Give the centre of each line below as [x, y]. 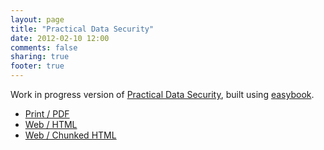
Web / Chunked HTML [70, 135]
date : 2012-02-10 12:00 [60, 38]
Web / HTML [51, 124]
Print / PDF [47, 114]
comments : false [44, 47]
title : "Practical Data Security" [82, 29]
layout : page [37, 19]
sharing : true [40, 57]
